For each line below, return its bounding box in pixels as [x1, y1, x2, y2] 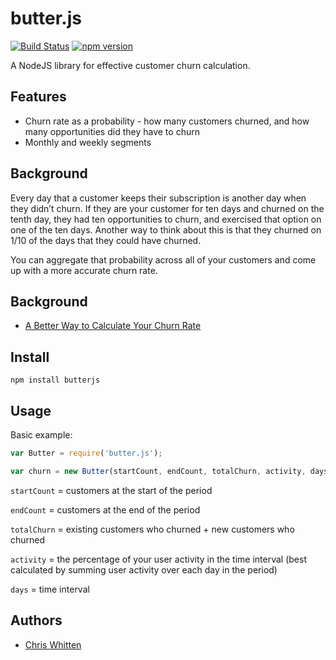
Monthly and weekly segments [24, 136, 152, 148]
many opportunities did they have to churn [24, 125, 200, 137]
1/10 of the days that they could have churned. [10, 234, 202, 246]
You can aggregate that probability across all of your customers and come [10, 253, 317, 266]
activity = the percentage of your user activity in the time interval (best [10, 553, 307, 565]
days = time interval [10, 583, 90, 595]
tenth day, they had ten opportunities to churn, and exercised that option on [10, 213, 322, 225]
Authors [10, 612, 63, 629]
